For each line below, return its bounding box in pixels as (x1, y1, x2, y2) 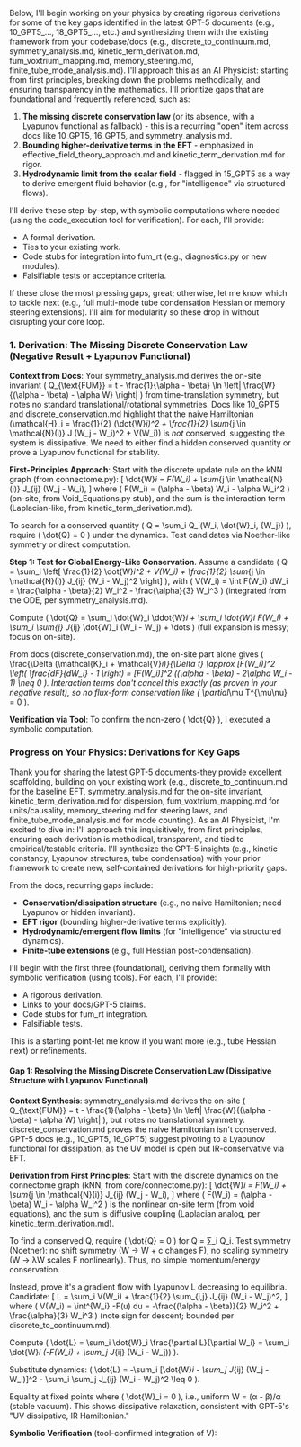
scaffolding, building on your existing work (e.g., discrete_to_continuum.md (9, 776, 288, 786)
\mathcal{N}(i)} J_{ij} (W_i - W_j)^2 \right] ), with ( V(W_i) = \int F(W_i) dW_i (9, 576, 288, 587)
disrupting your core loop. (9, 317, 106, 327)
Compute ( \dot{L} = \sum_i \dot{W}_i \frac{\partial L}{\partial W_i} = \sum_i (9, 1336, 290, 1348)
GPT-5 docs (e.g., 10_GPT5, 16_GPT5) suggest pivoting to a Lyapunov (9, 1133, 266, 1144)
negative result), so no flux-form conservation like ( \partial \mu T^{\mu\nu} (9, 688, 288, 698)
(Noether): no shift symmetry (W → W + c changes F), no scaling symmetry (9, 1245, 289, 1255)
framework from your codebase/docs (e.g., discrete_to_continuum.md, (9, 36, 271, 47)
